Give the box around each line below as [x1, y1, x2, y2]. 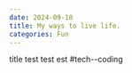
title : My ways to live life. [9, 21, 121, 30]
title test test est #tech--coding [9, 54, 123, 65]
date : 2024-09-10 [9, 12, 74, 22]
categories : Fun [9, 29, 69, 38]
